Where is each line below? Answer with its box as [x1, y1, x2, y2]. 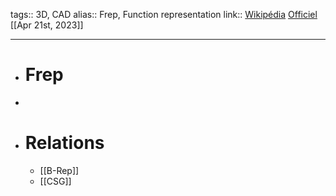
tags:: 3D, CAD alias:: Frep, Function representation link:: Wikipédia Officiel [10, 9, 318, 20]
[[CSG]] [39, 175, 72, 187]
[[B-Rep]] [39, 164, 80, 176]
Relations [24, 132, 105, 154]
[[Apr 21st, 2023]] [10, 19, 84, 31]
